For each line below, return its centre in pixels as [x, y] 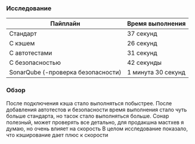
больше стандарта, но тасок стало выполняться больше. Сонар [88, 116]
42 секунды [145, 62]
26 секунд [142, 43]
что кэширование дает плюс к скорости [57, 134]
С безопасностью [35, 62]
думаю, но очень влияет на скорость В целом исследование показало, [97, 129]
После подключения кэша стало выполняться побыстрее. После [89, 103]
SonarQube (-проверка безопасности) [65, 73]
